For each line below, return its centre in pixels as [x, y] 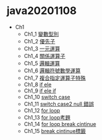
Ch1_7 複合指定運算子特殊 [55, 78]
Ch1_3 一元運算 [42, 49]
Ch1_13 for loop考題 [47, 117]
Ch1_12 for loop [42, 110]
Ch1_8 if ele [38, 84]
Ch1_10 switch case [47, 97]
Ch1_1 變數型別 [41, 34]
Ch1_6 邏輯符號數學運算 [52, 70]
